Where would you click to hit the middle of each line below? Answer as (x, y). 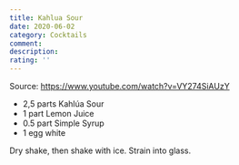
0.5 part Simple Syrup (63, 123)
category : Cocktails (49, 35)
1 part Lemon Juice (58, 113)
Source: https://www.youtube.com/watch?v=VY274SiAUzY (119, 86)
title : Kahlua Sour (46, 18)
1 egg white (44, 133)
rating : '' (30, 60)
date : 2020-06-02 (42, 26)
